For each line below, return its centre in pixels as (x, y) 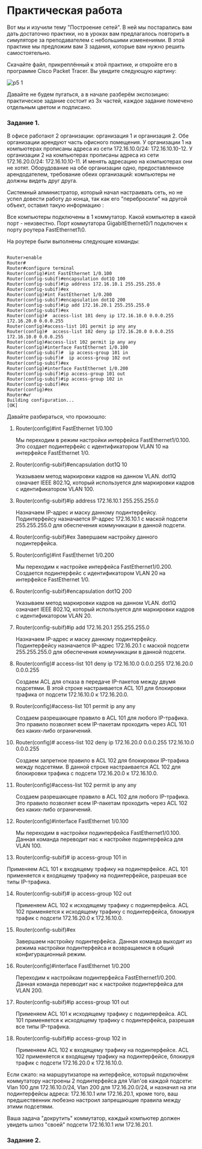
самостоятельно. (29, 52)
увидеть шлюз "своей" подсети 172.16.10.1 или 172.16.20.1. (80, 1125)
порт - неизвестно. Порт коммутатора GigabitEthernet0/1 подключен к (97, 223)
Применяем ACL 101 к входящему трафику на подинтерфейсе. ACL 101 (97, 869)
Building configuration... (41, 400)
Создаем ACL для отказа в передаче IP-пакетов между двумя (96, 682)
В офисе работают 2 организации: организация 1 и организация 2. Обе (98, 136)
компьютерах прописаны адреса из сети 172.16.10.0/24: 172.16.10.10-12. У (100, 149)
